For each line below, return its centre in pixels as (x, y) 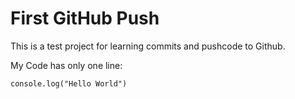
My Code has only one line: (66, 65)
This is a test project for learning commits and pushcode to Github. (148, 46)
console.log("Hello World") (69, 83)
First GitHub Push (85, 18)
